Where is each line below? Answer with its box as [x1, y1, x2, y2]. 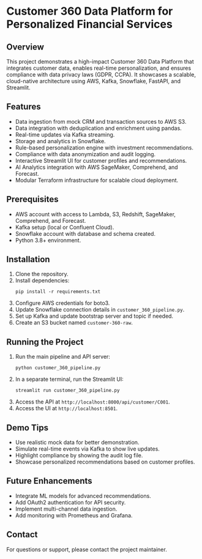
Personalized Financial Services [6, 17, 173, 31]
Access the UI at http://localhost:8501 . [15, 405, 118, 412]
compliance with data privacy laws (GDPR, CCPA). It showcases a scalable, [6, 71, 196, 78]
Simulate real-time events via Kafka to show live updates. [15, 445, 160, 452]
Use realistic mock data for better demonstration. [15, 439, 140, 446]
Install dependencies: [15, 277, 70, 284]
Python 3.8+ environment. [15, 236, 81, 244]
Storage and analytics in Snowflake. [15, 137, 106, 144]
